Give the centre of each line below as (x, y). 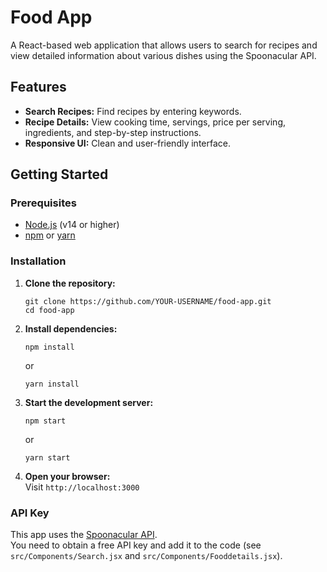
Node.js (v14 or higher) (72, 225)
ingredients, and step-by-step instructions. (113, 132)
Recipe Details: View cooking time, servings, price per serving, (155, 122)
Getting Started (59, 174)
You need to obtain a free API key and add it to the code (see (136, 545)
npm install (49, 347)
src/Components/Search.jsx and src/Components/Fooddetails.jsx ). (146, 556)
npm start (45, 421)
